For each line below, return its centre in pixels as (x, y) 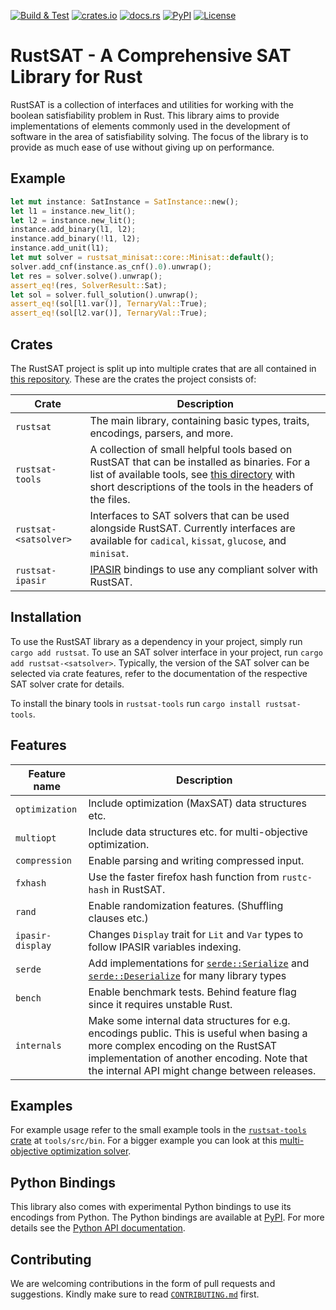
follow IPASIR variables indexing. (165, 947)
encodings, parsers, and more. (161, 433)
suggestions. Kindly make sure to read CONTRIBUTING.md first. (135, 1294)
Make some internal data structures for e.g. (189, 1020)
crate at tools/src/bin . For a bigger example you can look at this (144, 1141)
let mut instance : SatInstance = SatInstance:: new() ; (125, 201)
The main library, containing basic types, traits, (199, 420)
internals (38, 1045)
